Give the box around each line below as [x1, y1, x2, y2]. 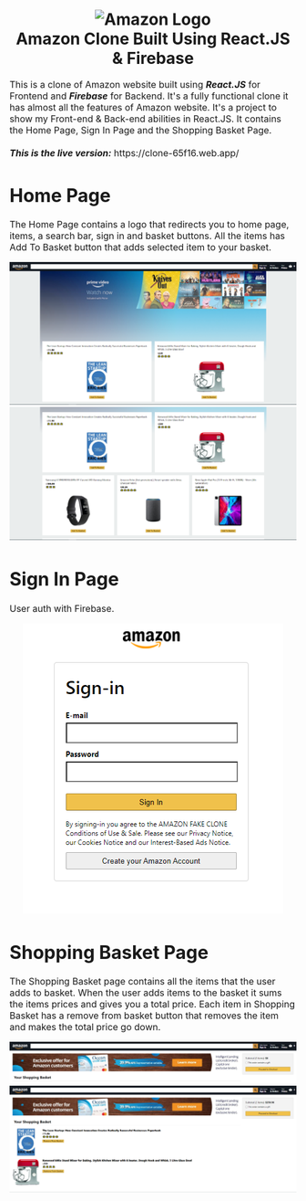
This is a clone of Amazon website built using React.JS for [9, 78, 261, 90]
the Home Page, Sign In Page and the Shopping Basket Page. [9, 123, 272, 136]
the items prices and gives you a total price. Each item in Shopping [9, 997, 296, 1010]
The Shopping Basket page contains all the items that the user [9, 974, 276, 987]
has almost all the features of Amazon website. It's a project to [9, 100, 278, 113]
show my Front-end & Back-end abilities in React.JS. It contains [9, 112, 282, 125]
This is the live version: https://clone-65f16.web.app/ [9, 146, 240, 159]
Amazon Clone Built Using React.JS [15, 28, 291, 49]
